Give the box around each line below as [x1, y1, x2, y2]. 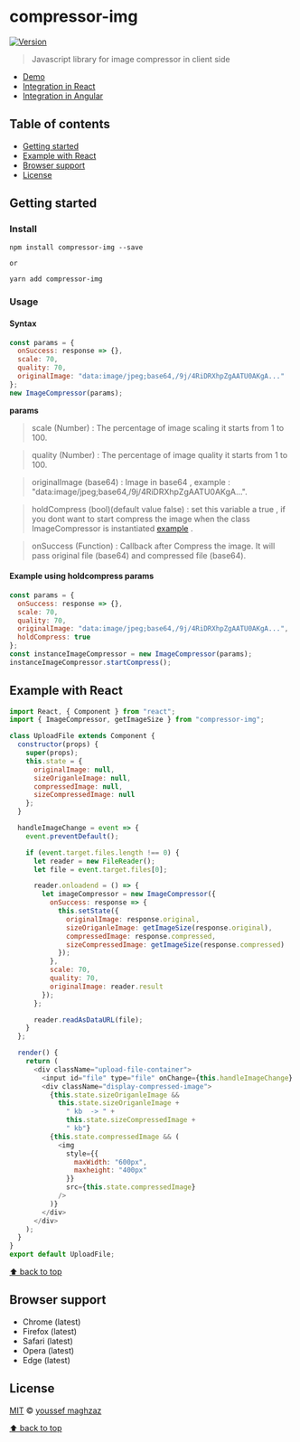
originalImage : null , [33, 765, 116, 774]
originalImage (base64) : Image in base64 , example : [31, 476, 230, 487]
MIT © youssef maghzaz [9, 1405, 102, 1416]
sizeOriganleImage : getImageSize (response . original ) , [66, 923, 273, 932]
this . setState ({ [57, 906, 119, 916]
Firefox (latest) [22, 1325, 78, 1336]
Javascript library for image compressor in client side [31, 53, 230, 64]
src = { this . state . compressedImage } [66, 1183, 196, 1192]
